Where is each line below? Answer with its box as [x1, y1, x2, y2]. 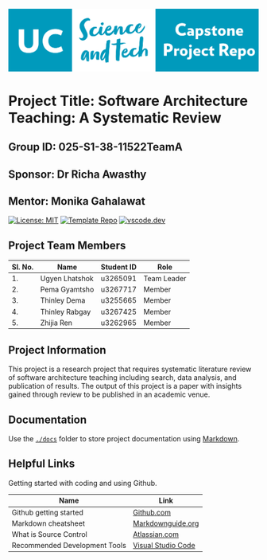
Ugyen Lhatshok [40, 273, 94, 283]
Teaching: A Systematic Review [8, 108, 222, 127]
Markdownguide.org [133, 519, 199, 528]
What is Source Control [11, 530, 87, 539]
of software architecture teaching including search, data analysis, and [8, 373, 237, 382]
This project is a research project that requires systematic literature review [8, 364, 252, 374]
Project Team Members [8, 238, 126, 252]
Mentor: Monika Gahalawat [8, 194, 145, 208]
